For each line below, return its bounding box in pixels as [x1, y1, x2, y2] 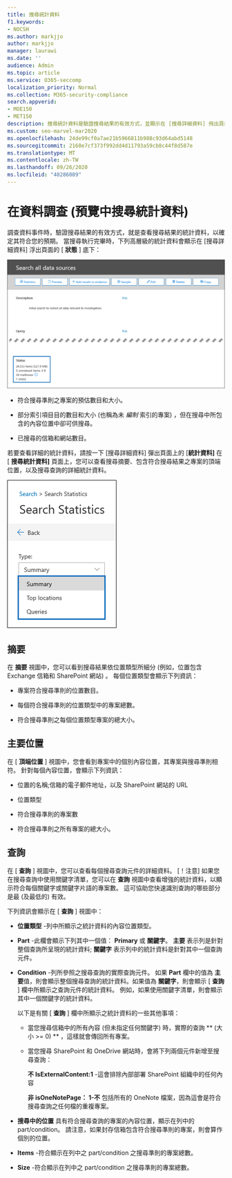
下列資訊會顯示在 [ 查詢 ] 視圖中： [7, 907, 104, 915]
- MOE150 [7, 106, 32, 113]
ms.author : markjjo [7, 33, 64, 40]
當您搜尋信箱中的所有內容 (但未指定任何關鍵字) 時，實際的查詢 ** [27, 1023, 213, 1032]
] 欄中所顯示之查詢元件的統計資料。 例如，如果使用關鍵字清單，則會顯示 [17, 985, 223, 994]
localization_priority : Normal [7, 84, 97, 91]
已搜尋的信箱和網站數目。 [17, 434, 90, 442]
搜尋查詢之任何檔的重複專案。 [27, 1101, 113, 1110]
